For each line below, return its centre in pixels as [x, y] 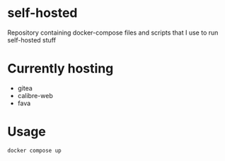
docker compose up [34, 150]
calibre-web [35, 95]
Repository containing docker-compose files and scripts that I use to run [113, 32]
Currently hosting [60, 69]
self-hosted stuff [32, 40]
